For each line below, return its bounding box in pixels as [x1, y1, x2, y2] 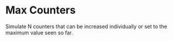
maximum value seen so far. [5, 29, 74, 36]
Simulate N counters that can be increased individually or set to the [5, 23, 168, 30]
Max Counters [5, 4, 76, 17]
